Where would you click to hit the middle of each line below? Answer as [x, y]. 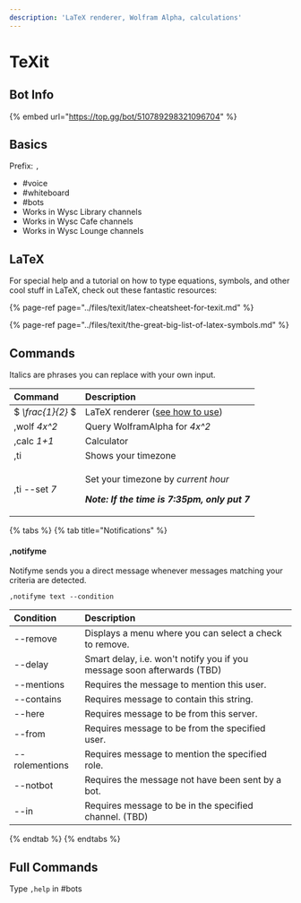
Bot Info [32, 95]
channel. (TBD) [116, 817]
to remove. [107, 644]
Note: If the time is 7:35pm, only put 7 [168, 500]
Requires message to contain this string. [169, 700]
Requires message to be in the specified [169, 805]
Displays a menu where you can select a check [183, 633]
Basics [28, 145]
